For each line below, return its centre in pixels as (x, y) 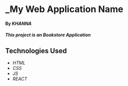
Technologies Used (36, 51)
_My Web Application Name (65, 9)
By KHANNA (18, 23)
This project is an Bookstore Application (48, 35)
